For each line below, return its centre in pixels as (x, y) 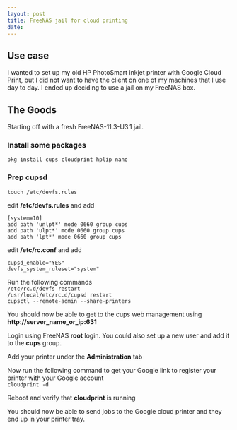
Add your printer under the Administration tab (75, 357)
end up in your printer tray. (46, 419)
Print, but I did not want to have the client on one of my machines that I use (117, 80)
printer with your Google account (56, 378)
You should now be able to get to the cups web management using (105, 314)
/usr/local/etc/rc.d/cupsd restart (60, 295)
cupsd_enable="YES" (36, 263)
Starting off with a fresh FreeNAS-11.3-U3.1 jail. (75, 127)
